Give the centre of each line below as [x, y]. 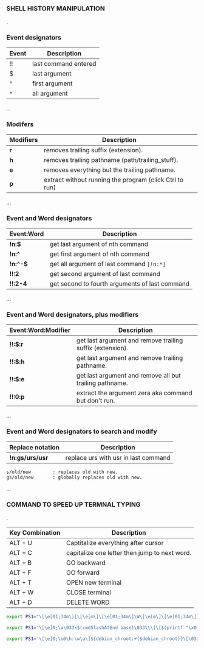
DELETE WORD [88, 602]
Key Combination [35, 533]
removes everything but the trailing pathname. [110, 170]
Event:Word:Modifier [40, 330]
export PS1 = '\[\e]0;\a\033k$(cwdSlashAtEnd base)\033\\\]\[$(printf [95, 628]
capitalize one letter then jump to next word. [129, 553]
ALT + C [21, 553]
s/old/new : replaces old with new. [62, 472]
